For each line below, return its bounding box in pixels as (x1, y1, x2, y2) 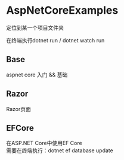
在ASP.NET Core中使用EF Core (6, 140, 82, 147)
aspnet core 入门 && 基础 (6, 71, 68, 78)
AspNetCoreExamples (6, 4, 119, 17)
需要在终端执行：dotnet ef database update (6, 147, 113, 154)
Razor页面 (6, 105, 31, 112)
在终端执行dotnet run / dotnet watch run (6, 36, 105, 44)
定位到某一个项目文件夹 (6, 24, 64, 31)
